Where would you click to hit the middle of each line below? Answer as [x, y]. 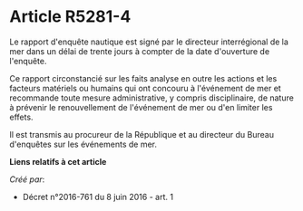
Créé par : [27, 179]
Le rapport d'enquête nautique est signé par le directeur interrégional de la [149, 42]
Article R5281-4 [70, 17]
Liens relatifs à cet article [58, 161]
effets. [21, 117]
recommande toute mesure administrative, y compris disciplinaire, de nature [152, 98]
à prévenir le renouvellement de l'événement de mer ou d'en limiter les [141, 107]
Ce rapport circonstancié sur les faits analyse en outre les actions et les [143, 78]
